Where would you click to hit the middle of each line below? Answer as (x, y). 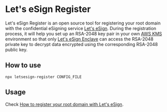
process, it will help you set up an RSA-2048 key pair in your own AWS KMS (83, 33)
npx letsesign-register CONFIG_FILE (43, 77)
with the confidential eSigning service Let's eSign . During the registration (81, 28)
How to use (23, 65)
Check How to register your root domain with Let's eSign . (64, 104)
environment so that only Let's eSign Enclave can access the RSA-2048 (79, 39)
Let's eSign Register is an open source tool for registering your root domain (83, 23)
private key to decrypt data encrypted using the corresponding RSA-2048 (81, 44)
